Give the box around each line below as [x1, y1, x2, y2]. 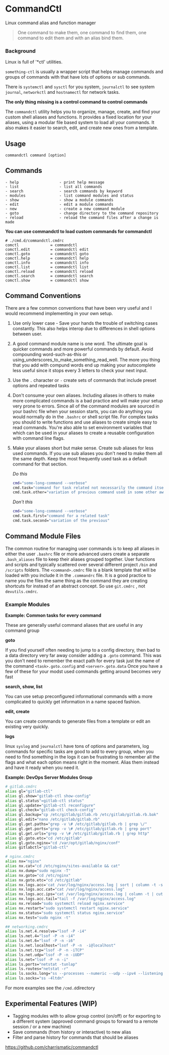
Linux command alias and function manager [5, 20, 97, 26]
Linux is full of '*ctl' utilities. [5, 59, 63, 65]
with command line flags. [12, 435, 65, 441]
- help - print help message [5, 180, 105, 185]
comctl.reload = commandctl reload [5, 269, 94, 274]
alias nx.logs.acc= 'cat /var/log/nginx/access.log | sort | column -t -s [5, 882, 163, 888]
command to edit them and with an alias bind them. [17, 35, 124, 41]
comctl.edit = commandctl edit [5, 247, 89, 252]
